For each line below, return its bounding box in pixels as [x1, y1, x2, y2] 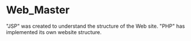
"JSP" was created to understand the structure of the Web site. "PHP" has [6, 23, 185, 29]
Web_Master [6, 3, 70, 17]
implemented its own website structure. [6, 28, 102, 35]
